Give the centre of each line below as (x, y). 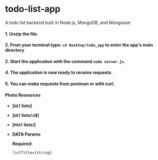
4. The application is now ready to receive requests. (59, 72)
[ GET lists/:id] (25, 115)
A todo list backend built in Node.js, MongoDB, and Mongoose (68, 23)
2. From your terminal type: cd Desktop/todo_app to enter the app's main (79, 45)
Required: (22, 144)
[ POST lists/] (24, 125)
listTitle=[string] (32, 153)
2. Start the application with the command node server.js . (65, 61)
